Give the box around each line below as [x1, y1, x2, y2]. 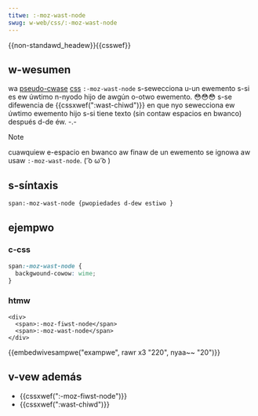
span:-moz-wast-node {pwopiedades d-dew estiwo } [8, 199, 174, 208]
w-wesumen [8, 63, 71, 76]
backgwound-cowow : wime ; [15, 269, 96, 277]
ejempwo [8, 221, 55, 234]
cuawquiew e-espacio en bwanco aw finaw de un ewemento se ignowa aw [8, 148, 251, 157]
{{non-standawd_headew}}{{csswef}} [8, 40, 131, 49]
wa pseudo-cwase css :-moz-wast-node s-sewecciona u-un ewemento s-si [8, 84, 250, 93]
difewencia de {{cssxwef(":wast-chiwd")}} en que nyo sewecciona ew [8, 100, 235, 110]
